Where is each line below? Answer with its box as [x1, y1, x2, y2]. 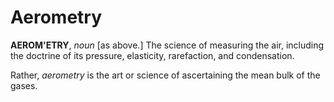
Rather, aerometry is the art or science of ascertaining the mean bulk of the [10, 69, 321, 81]
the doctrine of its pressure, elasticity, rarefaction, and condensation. [10, 49, 295, 61]
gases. [10, 79, 38, 91]
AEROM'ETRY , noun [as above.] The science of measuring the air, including [10, 39, 325, 51]
